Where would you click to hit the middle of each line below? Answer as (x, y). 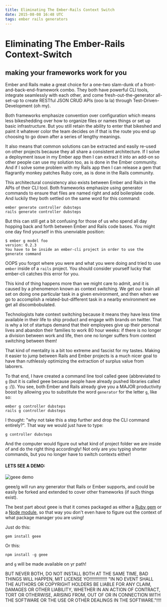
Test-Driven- (146, 101)
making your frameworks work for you (66, 73)
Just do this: (18, 527)
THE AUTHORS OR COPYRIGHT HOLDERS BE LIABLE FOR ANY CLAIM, (78, 584)
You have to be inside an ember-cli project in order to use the (74, 250)
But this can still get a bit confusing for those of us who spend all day (76, 221)
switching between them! (31, 341)
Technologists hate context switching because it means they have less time (83, 314)
